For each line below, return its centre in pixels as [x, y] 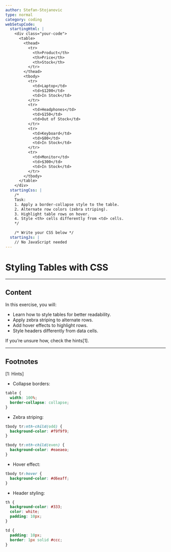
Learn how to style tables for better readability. [62, 315]
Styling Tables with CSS [57, 267]
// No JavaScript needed [41, 242]
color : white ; [25, 512]
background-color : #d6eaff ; [40, 478]
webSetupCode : [20, 24]
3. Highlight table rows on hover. [52, 214]
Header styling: [29, 493]
